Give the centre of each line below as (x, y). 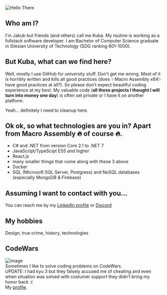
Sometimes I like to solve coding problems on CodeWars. (64, 266)
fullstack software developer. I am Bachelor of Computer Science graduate (82, 40)
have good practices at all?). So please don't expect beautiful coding (76, 84)
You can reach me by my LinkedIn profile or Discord (59, 205)
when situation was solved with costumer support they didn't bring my (78, 277)
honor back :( (19, 282)
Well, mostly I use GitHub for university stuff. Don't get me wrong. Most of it (83, 74)
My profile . (16, 287)
